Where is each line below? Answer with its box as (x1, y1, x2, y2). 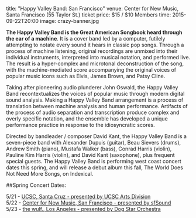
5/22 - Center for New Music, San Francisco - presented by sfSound (6, 199, 171, 206)
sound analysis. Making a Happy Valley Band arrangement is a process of (6, 96, 184, 103)
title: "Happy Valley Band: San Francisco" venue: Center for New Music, (6, 5, 179, 12)
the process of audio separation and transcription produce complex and (6, 109, 180, 116)
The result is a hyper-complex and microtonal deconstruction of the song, (6, 60, 184, 67)
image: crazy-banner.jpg (40, 18, 99, 24)
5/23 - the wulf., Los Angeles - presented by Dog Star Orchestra (6, 206, 161, 212)
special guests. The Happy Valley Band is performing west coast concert (6, 158, 181, 165)
